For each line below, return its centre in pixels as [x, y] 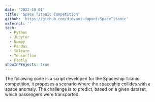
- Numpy [17, 42]
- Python [18, 33]
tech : [11, 28]
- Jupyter [19, 37]
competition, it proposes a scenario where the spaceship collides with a [78, 84]
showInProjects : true [27, 65]
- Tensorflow [23, 55]
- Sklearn [19, 51]
